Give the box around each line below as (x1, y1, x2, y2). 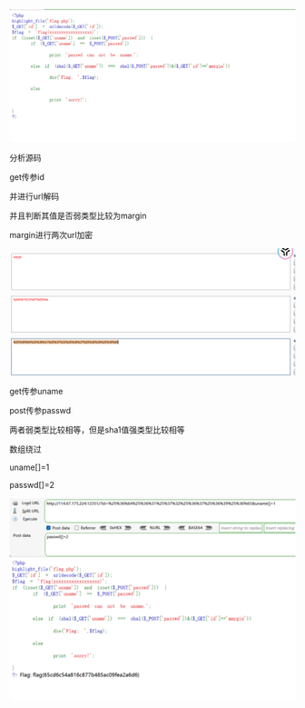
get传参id (9, 171, 45, 182)
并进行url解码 (9, 191, 60, 202)
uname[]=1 (9, 462, 50, 473)
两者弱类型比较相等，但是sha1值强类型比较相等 (9, 424, 185, 435)
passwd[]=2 (9, 480, 55, 491)
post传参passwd (9, 405, 72, 416)
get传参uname (9, 386, 64, 397)
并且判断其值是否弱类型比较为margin (9, 210, 147, 221)
